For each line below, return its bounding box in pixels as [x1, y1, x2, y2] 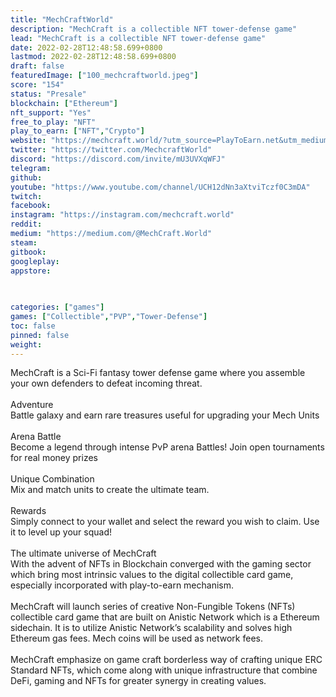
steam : [10, 237, 38, 248]
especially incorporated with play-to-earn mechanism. [10, 579, 235, 591]
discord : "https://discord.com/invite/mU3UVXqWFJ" [10, 154, 226, 164]
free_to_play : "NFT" [10, 117, 97, 127]
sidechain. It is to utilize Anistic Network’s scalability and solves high [10, 622, 293, 634]
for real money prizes [10, 452, 98, 464]
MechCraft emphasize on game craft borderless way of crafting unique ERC [10, 654, 323, 666]
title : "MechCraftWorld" [10, 14, 114, 25]
